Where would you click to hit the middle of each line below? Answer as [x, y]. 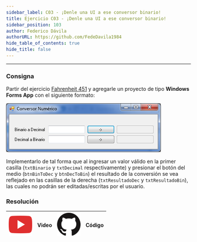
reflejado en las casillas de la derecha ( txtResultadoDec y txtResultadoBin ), [97, 180]
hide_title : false [28, 50]
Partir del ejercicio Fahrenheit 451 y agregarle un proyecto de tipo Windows [98, 89]
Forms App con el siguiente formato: [50, 95]
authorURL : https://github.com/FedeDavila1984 [64, 37]
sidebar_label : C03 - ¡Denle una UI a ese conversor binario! [84, 12]
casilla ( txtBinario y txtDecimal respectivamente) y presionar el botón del [96, 168]
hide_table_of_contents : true [43, 43]
